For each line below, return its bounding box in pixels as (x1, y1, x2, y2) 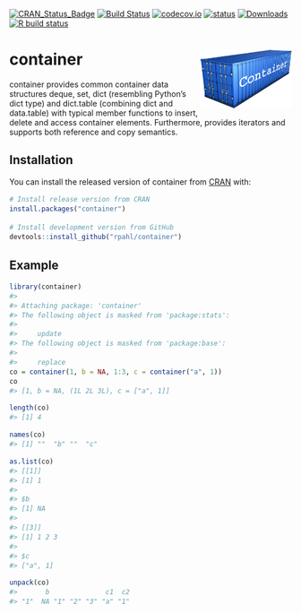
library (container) (9, 282, 82, 291)
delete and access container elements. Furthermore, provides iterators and (9, 117, 286, 127)
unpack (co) (9, 578, 50, 587)
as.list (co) (9, 457, 54, 466)
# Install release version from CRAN (9, 194, 150, 203)
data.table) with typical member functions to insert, (9, 108, 199, 118)
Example (9, 257, 59, 272)
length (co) (9, 403, 50, 412)
